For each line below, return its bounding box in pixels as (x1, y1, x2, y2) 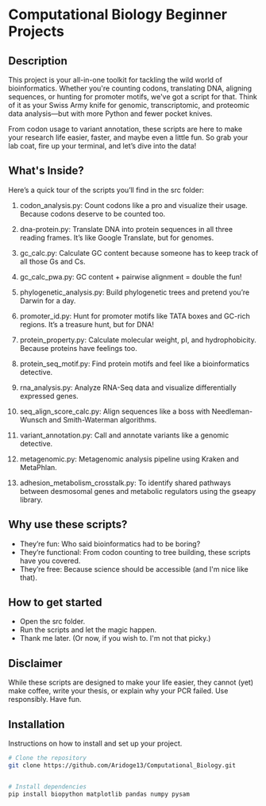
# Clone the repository (8, 754, 87, 762)
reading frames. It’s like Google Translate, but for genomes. (19, 233, 214, 242)
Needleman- (211, 407, 253, 416)
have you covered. (19, 556, 81, 565)
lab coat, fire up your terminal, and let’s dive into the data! (8, 141, 197, 150)
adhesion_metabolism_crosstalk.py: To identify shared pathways (19, 478, 232, 488)
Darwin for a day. (19, 295, 76, 305)
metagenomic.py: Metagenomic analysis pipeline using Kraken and (19, 454, 240, 464)
